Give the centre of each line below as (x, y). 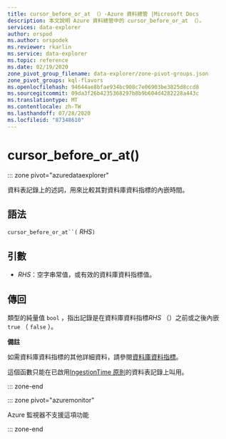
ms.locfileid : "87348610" (46, 120)
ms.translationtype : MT (43, 100)
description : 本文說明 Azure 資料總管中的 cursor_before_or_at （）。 (106, 21)
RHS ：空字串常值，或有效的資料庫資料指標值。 (87, 274)
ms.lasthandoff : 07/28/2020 (49, 113)
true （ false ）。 (32, 326)
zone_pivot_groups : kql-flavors (55, 80)
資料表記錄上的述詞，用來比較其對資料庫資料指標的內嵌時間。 (98, 190)
